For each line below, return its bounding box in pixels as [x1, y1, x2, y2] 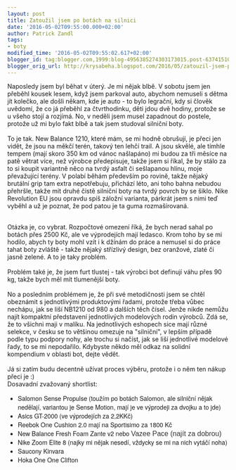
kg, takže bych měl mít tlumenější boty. [7, 275, 121, 284]
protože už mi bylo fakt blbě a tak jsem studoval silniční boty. [7, 119, 184, 127]
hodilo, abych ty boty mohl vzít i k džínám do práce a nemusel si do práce [7, 237, 221, 246]
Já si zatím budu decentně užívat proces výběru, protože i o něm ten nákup [7, 364, 226, 373]
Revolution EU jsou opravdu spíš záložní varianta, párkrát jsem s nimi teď [7, 194, 218, 203]
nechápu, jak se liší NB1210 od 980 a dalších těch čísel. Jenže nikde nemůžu [7, 305, 229, 313]
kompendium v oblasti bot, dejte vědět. [7, 350, 121, 358]
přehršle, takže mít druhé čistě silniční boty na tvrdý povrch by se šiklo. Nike [7, 186, 228, 195]
